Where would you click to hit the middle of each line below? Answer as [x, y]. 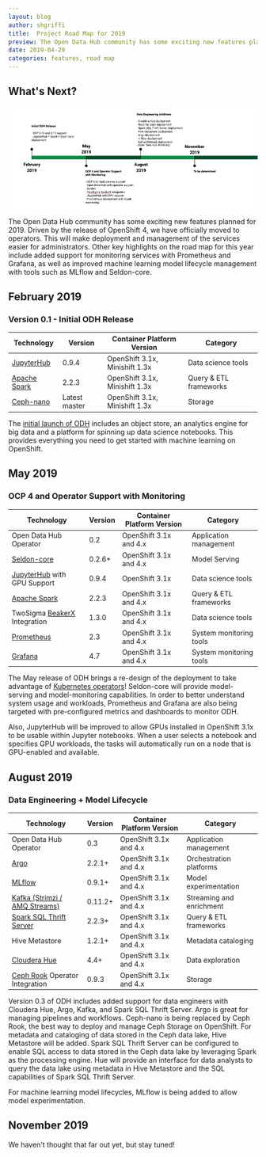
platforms [202, 867]
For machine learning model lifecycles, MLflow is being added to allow [123, 1092]
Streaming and [210, 897]
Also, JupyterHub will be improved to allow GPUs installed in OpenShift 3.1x [131, 727]
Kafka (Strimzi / [37, 897]
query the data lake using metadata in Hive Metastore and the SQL [117, 1068]
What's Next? [43, 91]
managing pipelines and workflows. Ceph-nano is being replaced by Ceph [129, 1018]
